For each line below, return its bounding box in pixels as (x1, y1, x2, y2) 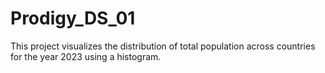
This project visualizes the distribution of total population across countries (10, 40, 316, 52)
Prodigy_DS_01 (10, 7, 136, 30)
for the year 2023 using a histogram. (10, 50, 162, 62)
